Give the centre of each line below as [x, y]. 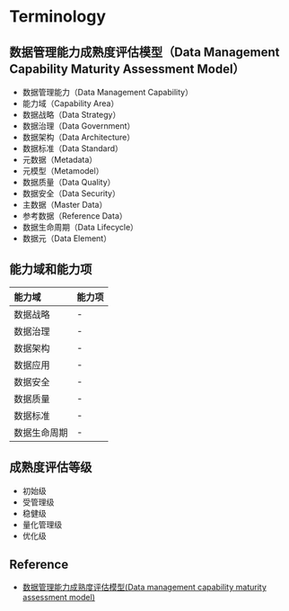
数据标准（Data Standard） [73, 148]
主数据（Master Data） [65, 205]
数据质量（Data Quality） [69, 182]
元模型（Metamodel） [63, 171]
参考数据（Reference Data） [74, 216]
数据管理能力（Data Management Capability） [107, 92]
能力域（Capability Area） [70, 103]
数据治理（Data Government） [79, 126]
